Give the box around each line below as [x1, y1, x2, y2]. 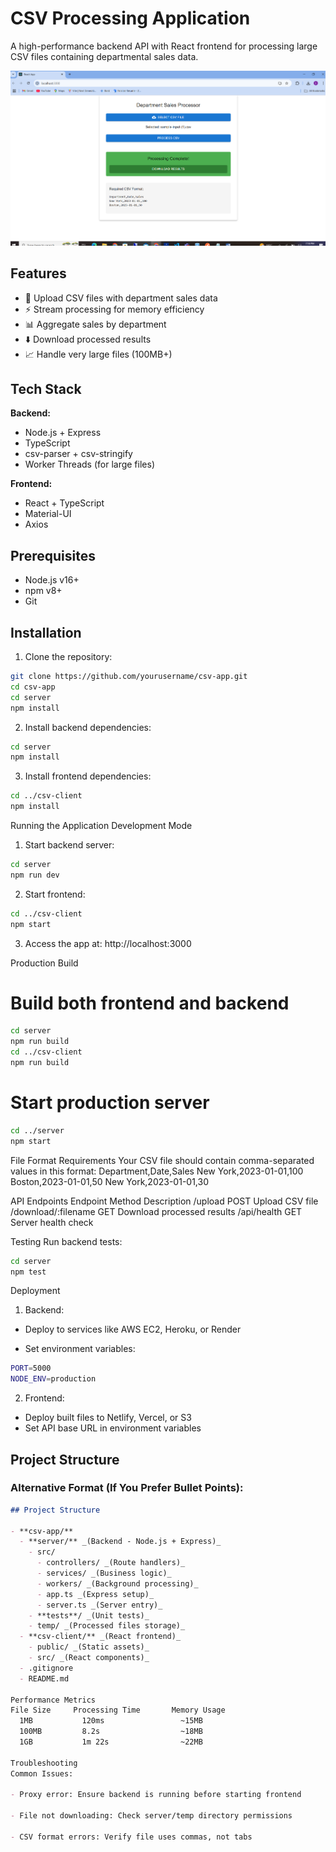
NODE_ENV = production [10, 1374, 97, 1384]
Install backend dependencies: [24, 721, 152, 733]
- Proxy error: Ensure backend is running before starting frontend [10, 1790, 302, 1800]
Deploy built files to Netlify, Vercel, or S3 [24, 1412, 192, 1424]
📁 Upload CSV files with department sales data [24, 292, 218, 304]
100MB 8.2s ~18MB [19, 1727, 203, 1737]
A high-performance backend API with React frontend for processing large [10, 40, 318, 52]
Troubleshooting [10, 1758, 78, 1768]
